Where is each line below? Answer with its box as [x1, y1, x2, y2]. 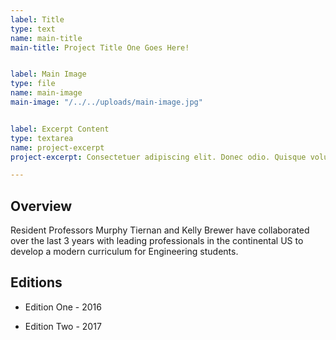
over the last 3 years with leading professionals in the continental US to [10, 235, 304, 247]
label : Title [10, 14, 65, 25]
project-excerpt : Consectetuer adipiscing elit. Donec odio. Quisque [10, 152, 307, 162]
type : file [10, 79, 56, 89]
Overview [10, 197, 73, 215]
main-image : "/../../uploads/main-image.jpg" [10, 97, 203, 107]
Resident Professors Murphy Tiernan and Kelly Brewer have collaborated [10, 224, 310, 236]
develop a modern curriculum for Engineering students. [10, 246, 239, 258]
